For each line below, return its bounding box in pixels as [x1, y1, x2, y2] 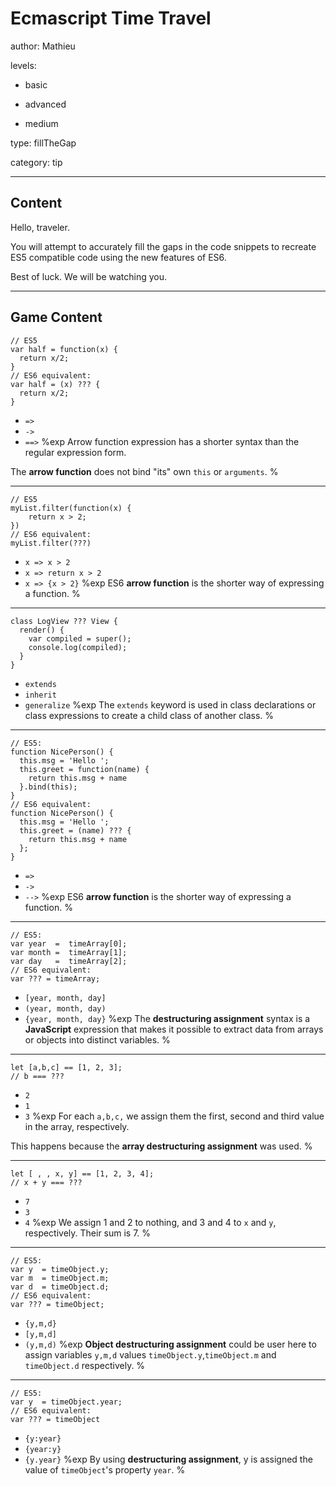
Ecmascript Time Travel [10, 7, 212, 30]
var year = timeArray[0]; [10, 938, 128, 949]
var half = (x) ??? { [10, 379, 101, 389]
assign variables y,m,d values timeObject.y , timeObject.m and [24, 1348, 277, 1361]
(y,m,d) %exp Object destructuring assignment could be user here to [24, 1338, 317, 1350]
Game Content [10, 309, 103, 326]
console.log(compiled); [28, 642, 128, 652]
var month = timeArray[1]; [10, 947, 128, 957]
